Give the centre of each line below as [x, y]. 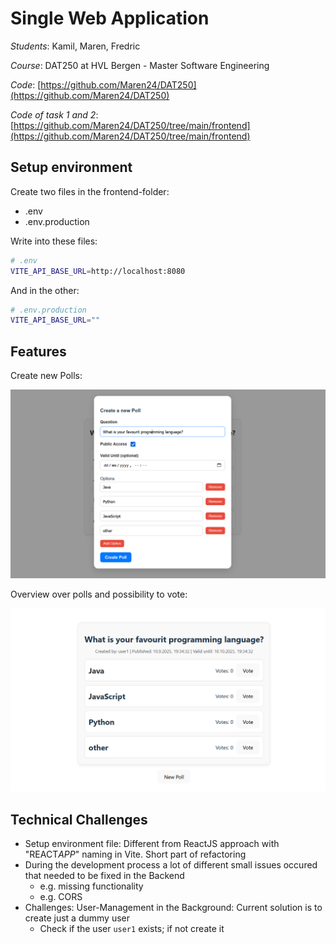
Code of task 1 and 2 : [54, 114]
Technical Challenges [79, 819]
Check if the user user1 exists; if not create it [132, 928]
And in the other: [45, 290]
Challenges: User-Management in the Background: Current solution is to [173, 907]
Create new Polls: [46, 376]
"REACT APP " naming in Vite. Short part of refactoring [135, 854]
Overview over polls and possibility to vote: [99, 594]
